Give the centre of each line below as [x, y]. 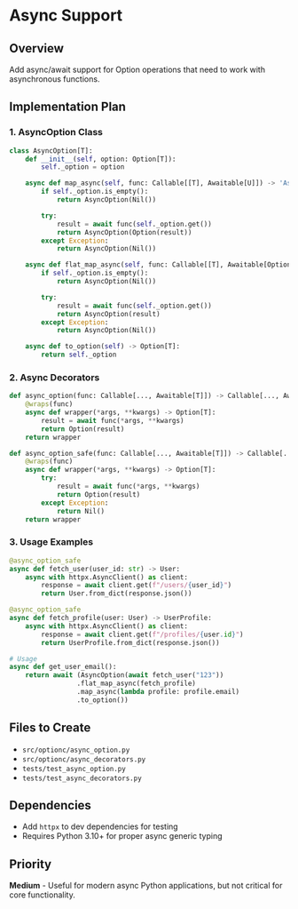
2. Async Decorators [55, 377]
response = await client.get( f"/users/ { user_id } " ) [137, 586]
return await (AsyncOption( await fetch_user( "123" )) [125, 675]
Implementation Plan [68, 107]
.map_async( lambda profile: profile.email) [158, 692]
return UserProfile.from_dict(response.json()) [130, 642]
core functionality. [42, 895]
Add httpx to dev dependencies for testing [100, 826]
